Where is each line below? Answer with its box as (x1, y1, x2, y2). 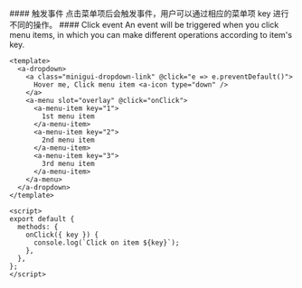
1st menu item (42, 112, 95, 121)
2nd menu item (42, 135, 95, 144)
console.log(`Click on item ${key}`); (33, 238, 180, 247)
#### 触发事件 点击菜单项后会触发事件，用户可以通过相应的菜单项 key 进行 (9, 8, 289, 19)
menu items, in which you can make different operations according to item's (9, 30, 292, 40)
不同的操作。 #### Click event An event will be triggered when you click (9, 20, 279, 30)
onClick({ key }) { (25, 230, 99, 239)
